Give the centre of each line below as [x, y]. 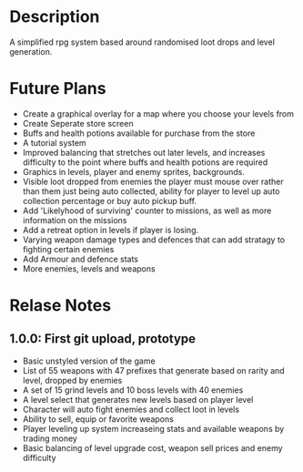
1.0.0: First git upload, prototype [103, 339]
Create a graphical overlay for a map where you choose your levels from [158, 113]
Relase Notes [61, 306]
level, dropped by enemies [72, 380]
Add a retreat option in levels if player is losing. [110, 230]
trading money [50, 438]
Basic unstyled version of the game [89, 361]
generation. [31, 51]
